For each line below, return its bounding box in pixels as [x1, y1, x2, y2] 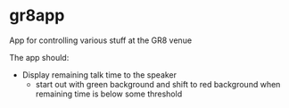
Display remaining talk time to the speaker [21, 69, 177, 80]
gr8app [9, 5, 65, 26]
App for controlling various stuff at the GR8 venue [9, 35, 193, 46]
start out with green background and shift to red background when [35, 79, 281, 89]
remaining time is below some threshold [35, 88, 183, 99]
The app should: [9, 52, 70, 62]
